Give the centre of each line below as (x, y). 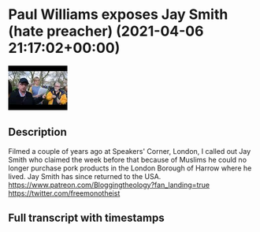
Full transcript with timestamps (86, 218)
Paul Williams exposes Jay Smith (118, 15)
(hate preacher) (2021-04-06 (106, 31)
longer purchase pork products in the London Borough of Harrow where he (130, 168)
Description (37, 132)
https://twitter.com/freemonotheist (64, 193)
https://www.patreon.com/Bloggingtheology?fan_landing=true (109, 185)
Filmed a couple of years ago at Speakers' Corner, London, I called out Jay (130, 151)
